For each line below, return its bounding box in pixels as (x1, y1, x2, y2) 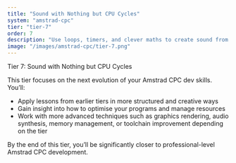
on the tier (17, 127, 48, 135)
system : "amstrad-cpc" (7, 17, 74, 24)
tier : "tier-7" (7, 23, 52, 30)
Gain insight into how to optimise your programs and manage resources (17, 105, 225, 112)
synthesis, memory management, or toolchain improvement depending (17, 119, 224, 127)
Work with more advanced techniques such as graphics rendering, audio (17, 112, 229, 120)
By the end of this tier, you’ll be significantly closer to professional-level (7, 141, 215, 148)
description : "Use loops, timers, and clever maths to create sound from (7, 37, 229, 44)
